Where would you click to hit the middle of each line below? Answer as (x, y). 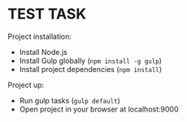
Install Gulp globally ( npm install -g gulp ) (90, 61)
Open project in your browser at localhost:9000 (99, 109)
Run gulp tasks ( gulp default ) (70, 100)
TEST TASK (47, 14)
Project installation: (40, 36)
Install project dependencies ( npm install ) (91, 69)
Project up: (26, 85)
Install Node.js (43, 52)
